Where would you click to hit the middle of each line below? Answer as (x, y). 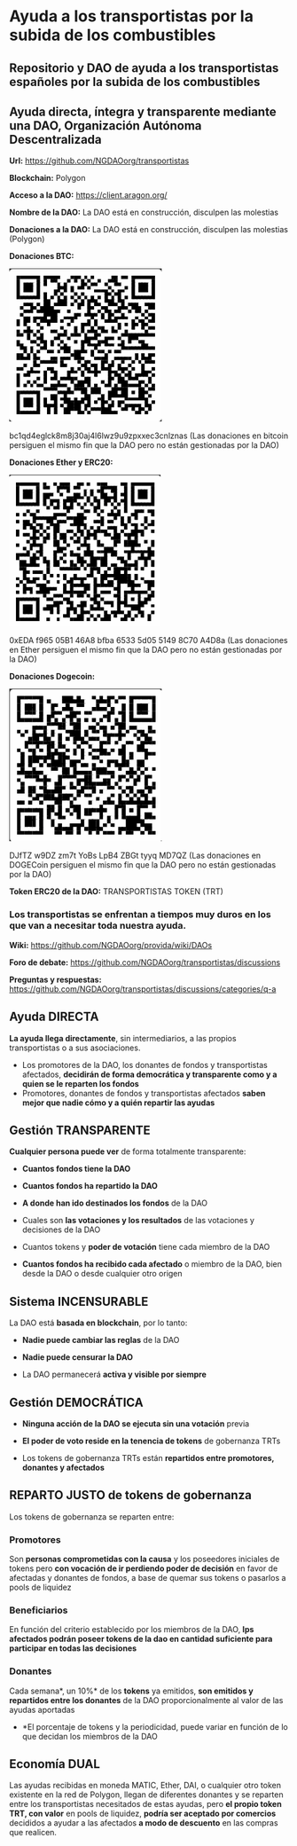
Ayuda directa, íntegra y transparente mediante (143, 111)
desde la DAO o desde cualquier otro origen (102, 1274)
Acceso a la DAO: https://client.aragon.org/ (88, 195)
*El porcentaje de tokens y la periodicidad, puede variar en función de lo (155, 1726)
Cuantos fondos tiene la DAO (76, 1169)
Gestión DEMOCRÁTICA (76, 1402)
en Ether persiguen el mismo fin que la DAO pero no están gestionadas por (146, 650)
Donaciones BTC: (42, 256)
